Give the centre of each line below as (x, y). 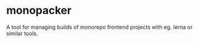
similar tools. (22, 33)
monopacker (39, 10)
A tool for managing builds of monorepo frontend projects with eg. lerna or (99, 27)
